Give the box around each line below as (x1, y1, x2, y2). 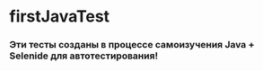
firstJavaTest (9, 6, 110, 27)
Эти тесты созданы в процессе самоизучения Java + (9, 39, 255, 51)
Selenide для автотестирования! (9, 49, 159, 62)
